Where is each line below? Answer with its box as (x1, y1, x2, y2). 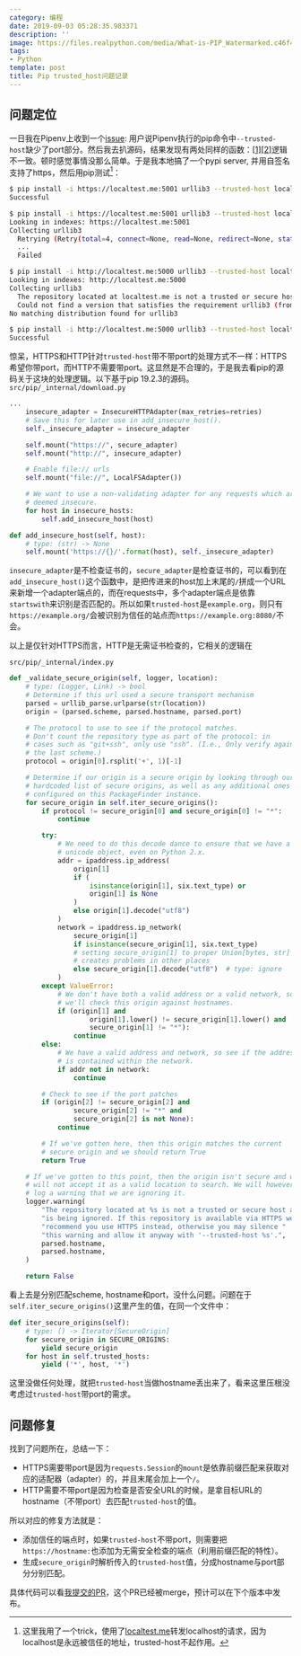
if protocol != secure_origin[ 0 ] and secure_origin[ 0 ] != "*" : (41, 806, 282, 816)
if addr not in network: (56, 1065, 150, 1074)
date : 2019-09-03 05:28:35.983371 (9, 22, 139, 31)
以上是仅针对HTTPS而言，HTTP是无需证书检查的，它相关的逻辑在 (9, 640, 253, 651)
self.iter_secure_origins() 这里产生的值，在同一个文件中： (9, 1300, 232, 1312)
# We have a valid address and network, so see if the (56, 1049, 267, 1058)
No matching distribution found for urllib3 (9, 309, 178, 318)
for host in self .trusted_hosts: (25, 1351, 150, 1361)
